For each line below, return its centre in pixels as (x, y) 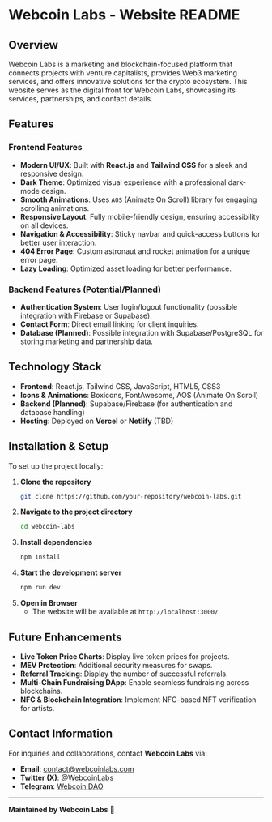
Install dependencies (56, 542)
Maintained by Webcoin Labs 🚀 (62, 809)
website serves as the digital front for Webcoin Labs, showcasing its (122, 90)
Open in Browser (49, 603)
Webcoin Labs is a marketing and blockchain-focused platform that (121, 64)
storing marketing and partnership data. (87, 341)
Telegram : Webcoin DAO (62, 786)
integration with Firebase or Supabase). (86, 315)
